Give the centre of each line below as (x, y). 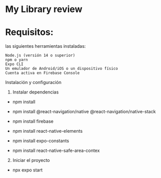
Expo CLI (14, 64)
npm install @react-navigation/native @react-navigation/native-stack (84, 112)
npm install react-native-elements (48, 131)
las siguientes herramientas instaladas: (46, 46)
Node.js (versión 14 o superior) (40, 56)
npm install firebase (33, 121)
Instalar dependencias (35, 92)
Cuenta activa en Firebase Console (43, 73)
